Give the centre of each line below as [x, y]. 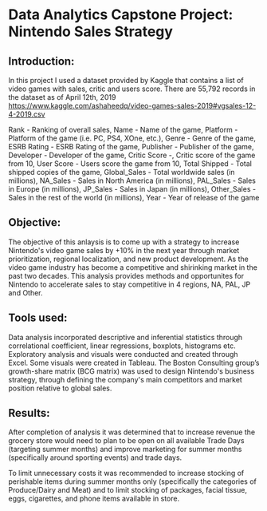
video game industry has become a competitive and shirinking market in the [133, 267]
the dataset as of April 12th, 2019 [62, 97]
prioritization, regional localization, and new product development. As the [128, 259]
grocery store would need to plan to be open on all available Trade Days [126, 441]
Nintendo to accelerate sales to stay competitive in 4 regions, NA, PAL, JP [130, 284]
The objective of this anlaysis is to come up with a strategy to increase [124, 242]
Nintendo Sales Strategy [91, 32]
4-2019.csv [27, 114]
